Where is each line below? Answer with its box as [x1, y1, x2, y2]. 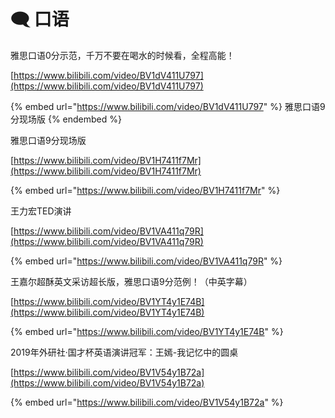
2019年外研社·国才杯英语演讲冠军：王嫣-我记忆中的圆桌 [10, 346, 239, 358]
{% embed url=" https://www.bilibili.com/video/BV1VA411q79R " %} [10, 255, 283, 267]
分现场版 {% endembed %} [10, 113, 122, 125]
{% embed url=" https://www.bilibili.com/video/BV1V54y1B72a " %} [10, 396, 284, 408]
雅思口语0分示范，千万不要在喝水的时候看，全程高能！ [10, 49, 235, 61]
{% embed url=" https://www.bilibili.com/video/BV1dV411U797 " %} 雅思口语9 [10, 100, 326, 112]
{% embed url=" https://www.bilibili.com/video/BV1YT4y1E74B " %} [10, 325, 284, 337]
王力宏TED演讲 [10, 205, 72, 217]
